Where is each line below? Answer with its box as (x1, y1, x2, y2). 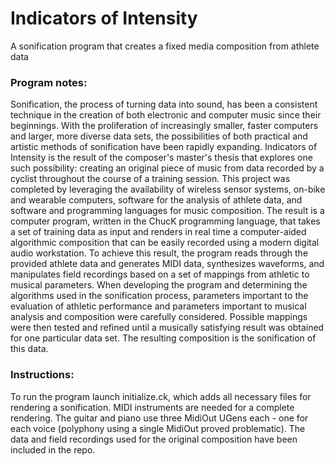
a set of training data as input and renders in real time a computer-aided (10, 226, 307, 238)
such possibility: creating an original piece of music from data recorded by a (10, 162, 325, 174)
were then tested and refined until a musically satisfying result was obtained (10, 322, 325, 334)
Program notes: (10, 75, 88, 89)
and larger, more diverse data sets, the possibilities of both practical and (10, 130, 308, 142)
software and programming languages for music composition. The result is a (10, 205, 325, 217)
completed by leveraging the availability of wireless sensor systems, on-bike (10, 183, 326, 196)
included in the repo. (10, 443, 96, 456)
